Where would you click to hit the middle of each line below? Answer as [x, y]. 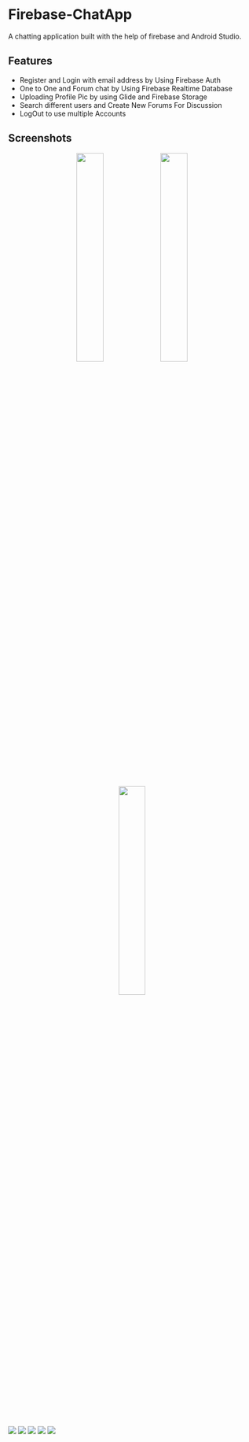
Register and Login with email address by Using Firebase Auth [120, 79]
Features [30, 61]
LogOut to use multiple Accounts [73, 113]
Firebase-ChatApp [70, 15]
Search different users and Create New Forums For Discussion [121, 105]
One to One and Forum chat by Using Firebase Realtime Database [126, 88]
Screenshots [40, 138]
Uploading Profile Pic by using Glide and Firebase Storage [114, 97]
